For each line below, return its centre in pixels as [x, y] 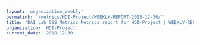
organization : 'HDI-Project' [42, 28]
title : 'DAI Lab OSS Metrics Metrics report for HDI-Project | [86, 22]
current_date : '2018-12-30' [41, 33]
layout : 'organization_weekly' [45, 11]
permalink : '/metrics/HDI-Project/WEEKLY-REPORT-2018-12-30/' [85, 17]
